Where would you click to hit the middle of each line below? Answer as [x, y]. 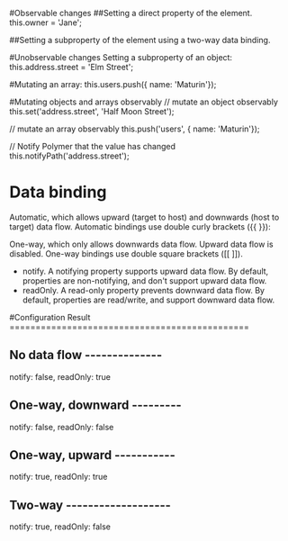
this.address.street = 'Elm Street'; [71, 67]
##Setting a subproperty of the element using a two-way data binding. [140, 40]
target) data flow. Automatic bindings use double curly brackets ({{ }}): [140, 226]
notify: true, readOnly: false [60, 527]
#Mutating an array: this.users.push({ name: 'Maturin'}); [113, 84]
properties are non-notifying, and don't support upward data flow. [144, 280]
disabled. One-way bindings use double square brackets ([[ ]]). [126, 253]
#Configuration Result [50, 317]
